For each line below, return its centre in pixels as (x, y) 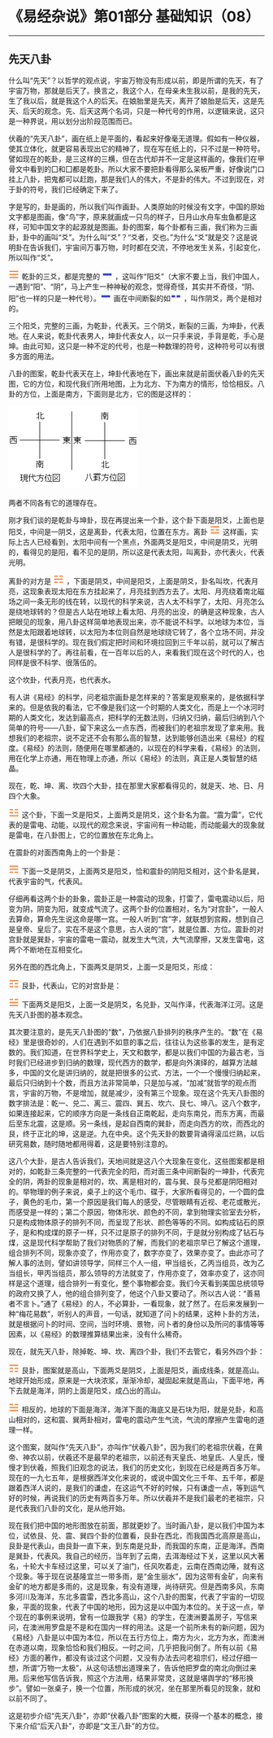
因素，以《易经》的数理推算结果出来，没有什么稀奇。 (97, 1334)
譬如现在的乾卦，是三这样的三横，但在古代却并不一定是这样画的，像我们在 (133, 159)
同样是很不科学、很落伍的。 (55, 662)
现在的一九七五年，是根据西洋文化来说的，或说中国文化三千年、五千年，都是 (136, 1478)
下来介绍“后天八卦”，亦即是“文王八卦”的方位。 (86, 1726)
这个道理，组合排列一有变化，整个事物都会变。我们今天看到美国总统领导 (143, 1283)
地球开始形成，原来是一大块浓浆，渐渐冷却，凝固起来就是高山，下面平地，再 (136, 1380)
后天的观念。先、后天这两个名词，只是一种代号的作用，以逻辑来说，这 (140, 111)
